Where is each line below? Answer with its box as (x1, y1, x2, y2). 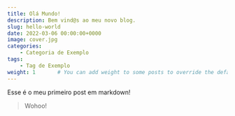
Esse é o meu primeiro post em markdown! (7, 88, 131, 96)
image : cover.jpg (7, 36, 58, 43)
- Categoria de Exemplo (20, 50, 90, 57)
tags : (7, 56, 23, 63)
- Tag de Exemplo (20, 62, 71, 69)
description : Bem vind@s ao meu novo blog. (7, 17, 136, 24)
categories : (7, 43, 42, 50)
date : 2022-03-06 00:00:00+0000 (7, 29, 101, 37)
